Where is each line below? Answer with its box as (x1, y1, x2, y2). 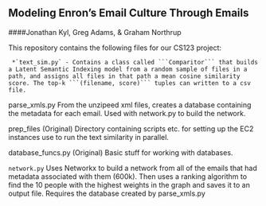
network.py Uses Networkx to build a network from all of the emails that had (8, 163, 257, 173)
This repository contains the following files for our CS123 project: (8, 43, 221, 52)
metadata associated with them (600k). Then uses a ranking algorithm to (8, 171, 248, 181)
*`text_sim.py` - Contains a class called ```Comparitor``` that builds (11, 58, 259, 66)
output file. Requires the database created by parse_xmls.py (8, 189, 205, 198)
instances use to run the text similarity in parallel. (8, 132, 170, 142)
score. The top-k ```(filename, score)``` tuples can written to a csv (8, 79, 251, 87)
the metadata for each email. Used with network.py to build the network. (8, 108, 246, 118)
